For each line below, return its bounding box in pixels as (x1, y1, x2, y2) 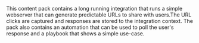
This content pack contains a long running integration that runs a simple (6, 5, 183, 12)
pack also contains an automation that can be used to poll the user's (6, 24, 174, 31)
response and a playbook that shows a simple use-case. (6, 30, 145, 37)
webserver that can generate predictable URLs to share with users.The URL (6, 11, 192, 18)
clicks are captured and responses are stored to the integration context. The (6, 18, 194, 24)
